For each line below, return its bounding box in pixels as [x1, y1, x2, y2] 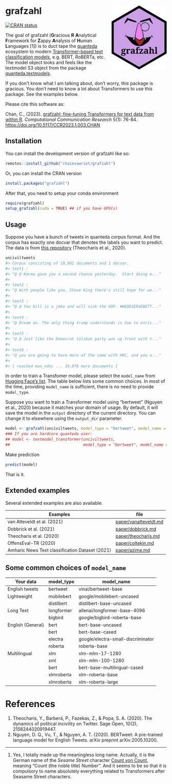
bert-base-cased [78, 629, 117, 635]
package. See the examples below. [5, 91, 79, 97]
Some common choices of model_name [5, 563, 126, 572]
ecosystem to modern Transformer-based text [5, 48, 103, 54]
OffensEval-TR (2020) [7, 540, 56, 546]
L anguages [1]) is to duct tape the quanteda [5, 43, 97, 49]
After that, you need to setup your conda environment [5, 190, 119, 196]
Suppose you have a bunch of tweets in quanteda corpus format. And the [5, 234, 160, 240]
